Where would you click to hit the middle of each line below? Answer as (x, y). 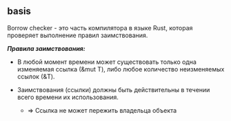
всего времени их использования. (68, 97)
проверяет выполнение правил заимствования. (78, 35)
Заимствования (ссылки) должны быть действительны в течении (113, 89)
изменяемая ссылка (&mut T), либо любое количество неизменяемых (121, 69)
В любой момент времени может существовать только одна (107, 62)
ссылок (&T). (36, 76)
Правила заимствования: (47, 48)
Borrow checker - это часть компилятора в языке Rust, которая (100, 27)
